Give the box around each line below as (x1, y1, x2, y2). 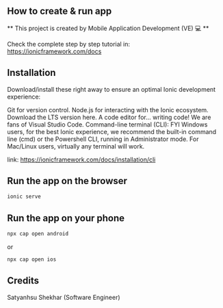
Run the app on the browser (7, 175, 128, 187)
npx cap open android (7, 231, 69, 238)
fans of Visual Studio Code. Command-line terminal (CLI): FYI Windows (7, 120, 208, 129)
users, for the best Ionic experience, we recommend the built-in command (7, 127, 217, 136)
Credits (7, 275, 40, 287)
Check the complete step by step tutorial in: (7, 40, 131, 48)
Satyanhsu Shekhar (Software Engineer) (7, 293, 121, 301)
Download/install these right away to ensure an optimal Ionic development (7, 85, 216, 93)
